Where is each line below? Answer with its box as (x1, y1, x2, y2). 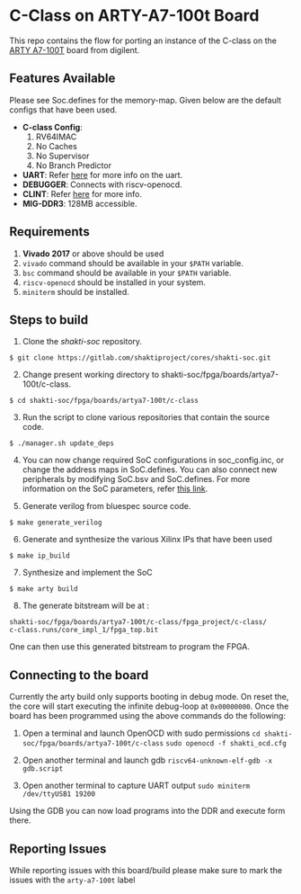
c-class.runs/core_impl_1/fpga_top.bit (9, 626, 159, 635)
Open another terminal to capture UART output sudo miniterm (22, 780, 251, 791)
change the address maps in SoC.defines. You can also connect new (22, 464, 278, 475)
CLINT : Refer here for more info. (22, 188, 142, 199)
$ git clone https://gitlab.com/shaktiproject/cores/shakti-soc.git (9, 353, 271, 362)
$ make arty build (9, 585, 78, 594)
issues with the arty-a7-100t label (9, 874, 136, 885)
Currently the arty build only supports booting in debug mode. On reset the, (9, 692, 289, 702)
